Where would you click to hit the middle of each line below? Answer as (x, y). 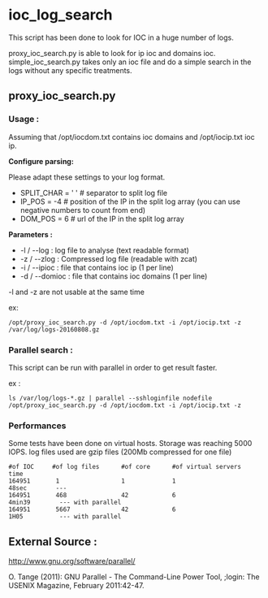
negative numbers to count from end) (83, 210)
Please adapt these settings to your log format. (87, 177)
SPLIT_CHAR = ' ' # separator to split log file (94, 193)
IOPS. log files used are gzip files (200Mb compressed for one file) (120, 452)
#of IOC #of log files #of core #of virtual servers (125, 467)
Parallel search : (41, 349)
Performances (37, 426)
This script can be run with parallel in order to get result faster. (113, 367)
